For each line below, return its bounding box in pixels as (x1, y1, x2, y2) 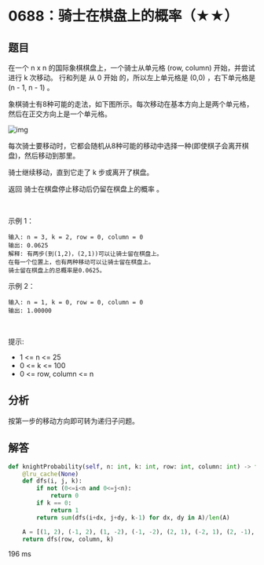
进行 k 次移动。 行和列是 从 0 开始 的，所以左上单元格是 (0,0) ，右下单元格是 (8, 73, 256, 82)
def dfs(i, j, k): (22, 477, 82, 485)
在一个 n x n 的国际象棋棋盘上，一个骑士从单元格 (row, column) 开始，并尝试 (8, 64, 255, 72)
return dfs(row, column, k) (22, 535, 114, 543)
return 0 (49, 492, 79, 500)
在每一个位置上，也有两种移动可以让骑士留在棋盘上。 (8, 258, 155, 266)
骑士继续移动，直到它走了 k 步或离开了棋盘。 (8, 168, 154, 177)
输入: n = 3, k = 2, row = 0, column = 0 (8, 233, 144, 241)
